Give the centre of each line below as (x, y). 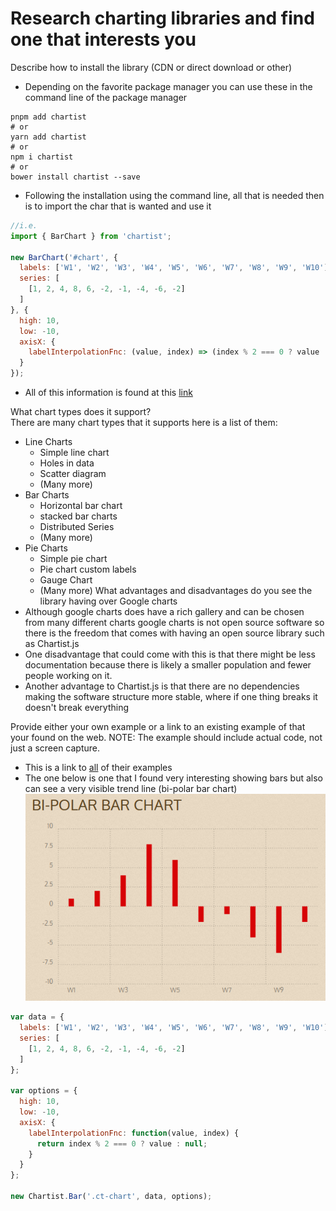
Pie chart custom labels (88, 569)
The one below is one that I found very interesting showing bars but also (173, 778)
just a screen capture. (55, 748)
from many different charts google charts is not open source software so (174, 623)
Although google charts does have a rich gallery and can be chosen (164, 612)
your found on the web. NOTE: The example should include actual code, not (166, 738)
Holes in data (67, 463)
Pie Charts (46, 548)
